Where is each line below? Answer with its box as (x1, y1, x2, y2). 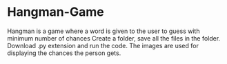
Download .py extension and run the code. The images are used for (7, 41, 199, 50)
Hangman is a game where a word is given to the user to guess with (7, 27, 200, 35)
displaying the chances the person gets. (7, 49, 121, 57)
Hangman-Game (7, 4, 105, 20)
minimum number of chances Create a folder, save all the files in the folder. (7, 34, 221, 42)
